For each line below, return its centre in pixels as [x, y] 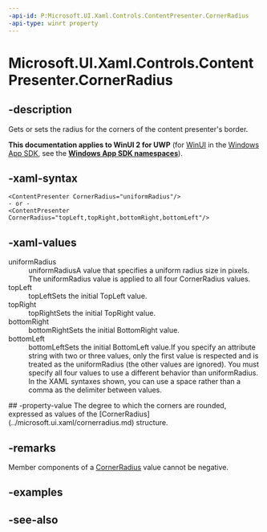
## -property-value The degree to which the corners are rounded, [117, 406]
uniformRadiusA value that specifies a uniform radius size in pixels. [139, 271]
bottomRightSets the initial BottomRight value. [104, 330]
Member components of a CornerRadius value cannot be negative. [119, 467]
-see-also [33, 520]
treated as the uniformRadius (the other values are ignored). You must [144, 364]
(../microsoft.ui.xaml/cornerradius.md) [71, 423]
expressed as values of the [53, 414]
